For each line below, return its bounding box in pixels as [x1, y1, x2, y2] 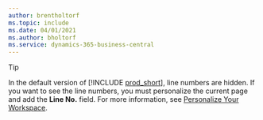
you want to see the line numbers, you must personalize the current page [8, 86, 249, 96]
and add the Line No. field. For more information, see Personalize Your [8, 95, 239, 104]
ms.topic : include [8, 19, 69, 27]
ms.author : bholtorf [8, 33, 77, 42]
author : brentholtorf [8, 11, 80, 20]
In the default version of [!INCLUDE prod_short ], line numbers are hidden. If [8, 78, 255, 88]
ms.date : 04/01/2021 [8, 26, 77, 34]
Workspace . [8, 103, 48, 113]
